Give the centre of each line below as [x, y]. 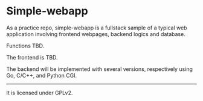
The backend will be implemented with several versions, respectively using [100, 69]
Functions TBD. [25, 46]
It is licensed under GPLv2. [40, 93]
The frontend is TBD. [32, 57]
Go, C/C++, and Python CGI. [42, 75]
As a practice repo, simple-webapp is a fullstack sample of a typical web [97, 28]
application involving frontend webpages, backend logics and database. [96, 34]
